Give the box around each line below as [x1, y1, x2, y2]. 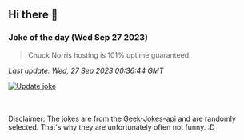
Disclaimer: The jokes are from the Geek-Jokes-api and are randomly [8, 114, 236, 123]
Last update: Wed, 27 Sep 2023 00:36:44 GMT [8, 66, 164, 75]
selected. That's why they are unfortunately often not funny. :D [8, 122, 215, 132]
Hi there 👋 [8, 8, 58, 22]
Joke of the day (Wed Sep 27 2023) [8, 32, 148, 43]
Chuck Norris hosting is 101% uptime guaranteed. [27, 50, 191, 60]
